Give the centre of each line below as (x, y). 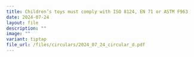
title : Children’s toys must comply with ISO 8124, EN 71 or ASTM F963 (97, 12)
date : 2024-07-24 (28, 17)
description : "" (26, 28)
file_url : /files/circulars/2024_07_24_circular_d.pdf (76, 45)
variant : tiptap (26, 39)
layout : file (22, 23)
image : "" (19, 34)
